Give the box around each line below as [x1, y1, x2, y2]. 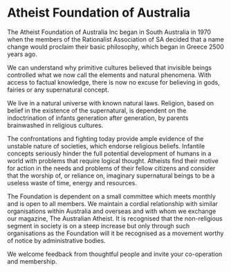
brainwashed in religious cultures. [7, 121, 104, 129]
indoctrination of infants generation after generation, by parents [7, 113, 189, 122]
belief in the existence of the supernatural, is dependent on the [7, 106, 187, 114]
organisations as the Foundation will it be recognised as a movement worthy [7, 229, 224, 237]
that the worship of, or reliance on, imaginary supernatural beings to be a [7, 171, 215, 180]
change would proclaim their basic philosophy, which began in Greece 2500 [7, 42, 225, 51]
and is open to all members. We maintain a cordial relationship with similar [7, 199, 218, 207]
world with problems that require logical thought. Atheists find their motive [7, 156, 219, 164]
